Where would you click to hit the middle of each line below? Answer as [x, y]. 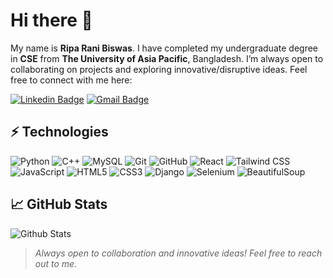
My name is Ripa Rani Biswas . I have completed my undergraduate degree [164, 48]
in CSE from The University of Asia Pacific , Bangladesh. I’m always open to [167, 58]
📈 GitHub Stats [59, 204]
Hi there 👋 [51, 20]
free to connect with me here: [71, 80]
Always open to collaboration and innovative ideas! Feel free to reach [178, 253]
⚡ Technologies [59, 132]
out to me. [56, 263]
